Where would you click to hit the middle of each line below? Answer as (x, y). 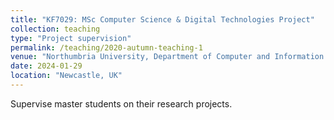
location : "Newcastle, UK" (66, 76)
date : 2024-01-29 (46, 66)
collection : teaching (55, 29)
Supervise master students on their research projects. (121, 103)
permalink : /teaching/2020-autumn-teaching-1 (106, 47)
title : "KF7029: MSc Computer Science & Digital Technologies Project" (162, 19)
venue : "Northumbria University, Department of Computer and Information (167, 57)
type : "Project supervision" (71, 38)
